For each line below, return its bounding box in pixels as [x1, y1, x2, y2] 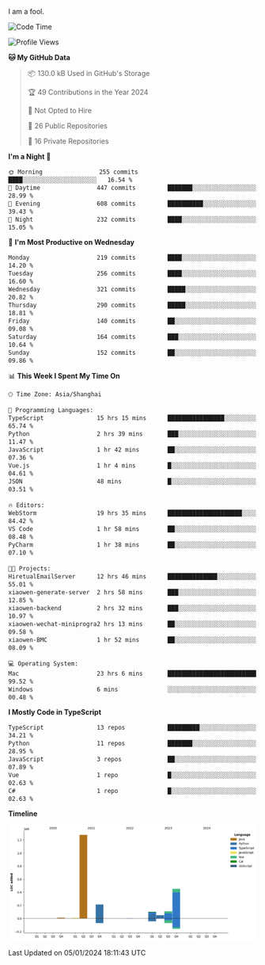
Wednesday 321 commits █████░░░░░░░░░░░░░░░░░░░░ [8, 285, 257, 293]
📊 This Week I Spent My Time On [8, 372, 120, 380]
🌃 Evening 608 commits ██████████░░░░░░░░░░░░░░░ [8, 200, 257, 208]
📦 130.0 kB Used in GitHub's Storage [27, 69, 150, 78]
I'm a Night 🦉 [8, 152, 51, 161]
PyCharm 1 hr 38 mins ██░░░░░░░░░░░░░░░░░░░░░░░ [8, 541, 257, 549]
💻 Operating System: [8, 660, 79, 668]
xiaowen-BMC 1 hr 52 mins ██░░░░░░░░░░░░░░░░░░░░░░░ [8, 636, 257, 644]
